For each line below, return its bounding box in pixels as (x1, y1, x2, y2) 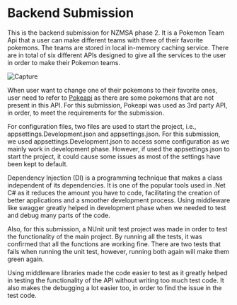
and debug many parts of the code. (7, 211, 111, 219)
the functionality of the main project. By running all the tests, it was (7, 232, 203, 241)
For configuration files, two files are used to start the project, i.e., (7, 122, 197, 130)
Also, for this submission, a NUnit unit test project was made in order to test (7, 224, 228, 233)
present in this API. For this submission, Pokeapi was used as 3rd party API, (7, 100, 228, 109)
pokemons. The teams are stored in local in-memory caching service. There (7, 43, 229, 52)
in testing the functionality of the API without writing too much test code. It (7, 276, 224, 284)
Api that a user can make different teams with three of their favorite (7, 35, 204, 44)
